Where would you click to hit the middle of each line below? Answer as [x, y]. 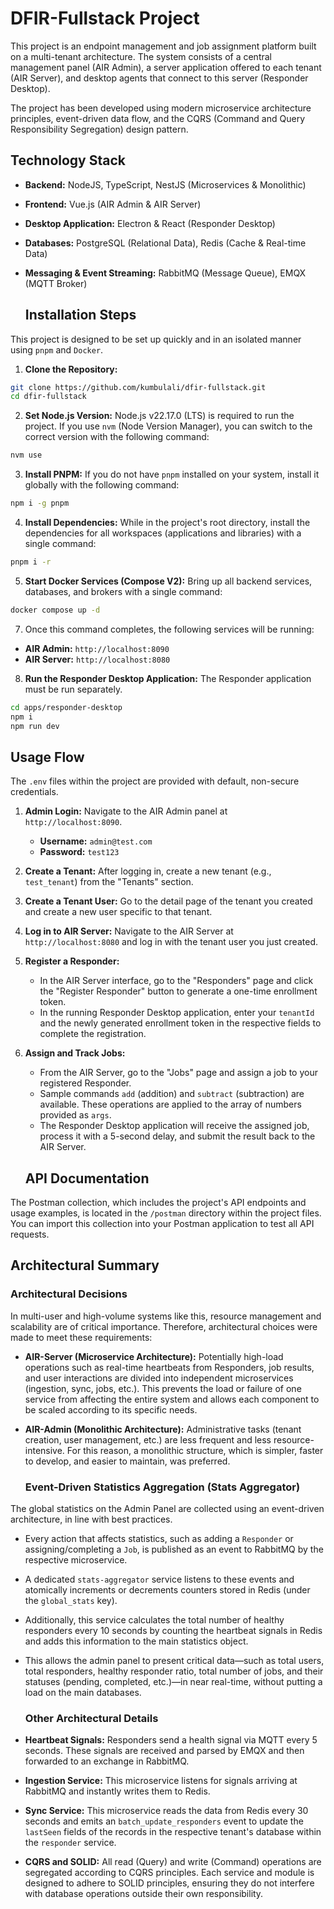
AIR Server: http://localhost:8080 [97, 659]
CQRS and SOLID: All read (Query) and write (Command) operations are [173, 1862]
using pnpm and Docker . [57, 349]
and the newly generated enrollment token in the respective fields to [180, 1023]
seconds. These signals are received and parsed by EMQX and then [164, 1751]
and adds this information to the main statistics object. [136, 1641]
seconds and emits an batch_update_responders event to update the [164, 1821]
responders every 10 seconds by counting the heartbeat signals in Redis [173, 1631]
